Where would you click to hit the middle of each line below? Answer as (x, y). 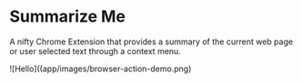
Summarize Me (67, 17)
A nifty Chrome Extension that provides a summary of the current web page (151, 41)
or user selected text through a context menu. (96, 51)
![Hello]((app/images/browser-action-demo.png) (101, 69)
